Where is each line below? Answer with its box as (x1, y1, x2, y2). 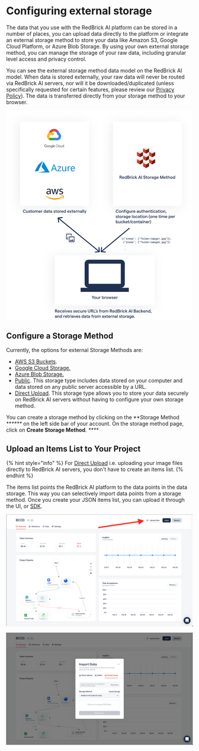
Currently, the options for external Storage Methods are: (6, 347, 143, 354)
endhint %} (6, 472, 34, 479)
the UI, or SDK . (6, 502, 43, 510)
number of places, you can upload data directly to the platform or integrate (6, 30, 188, 37)
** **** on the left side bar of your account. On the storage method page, (6, 420, 184, 428)
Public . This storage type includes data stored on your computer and (14, 377, 183, 384)
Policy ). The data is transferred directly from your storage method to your (6, 92, 185, 99)
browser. (6, 98, 28, 105)
